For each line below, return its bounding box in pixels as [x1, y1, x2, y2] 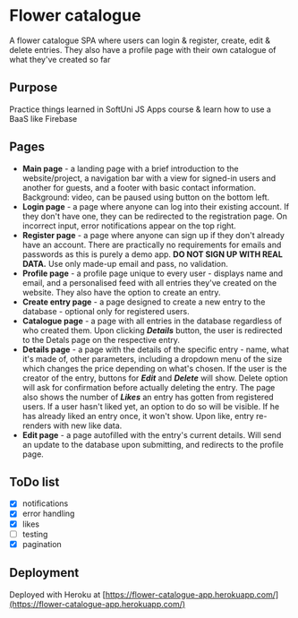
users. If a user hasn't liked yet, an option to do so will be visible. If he [21, 400, 280, 412]
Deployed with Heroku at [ [9, 588, 106, 600]
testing [21, 528, 48, 539]
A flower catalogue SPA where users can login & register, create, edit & [9, 35, 271, 46]
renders [21, 420, 52, 431]
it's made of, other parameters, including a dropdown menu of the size [21, 353, 283, 364]
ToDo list [9, 474, 60, 489]
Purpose [9, 80, 58, 95]
